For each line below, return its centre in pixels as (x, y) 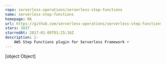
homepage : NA (19, 19)
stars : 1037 (17, 28)
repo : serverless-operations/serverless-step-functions (64, 10)
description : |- (22, 38)
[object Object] (21, 56)
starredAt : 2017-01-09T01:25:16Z (40, 33)
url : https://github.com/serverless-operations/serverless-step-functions (84, 24)
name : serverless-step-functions (40, 14)
